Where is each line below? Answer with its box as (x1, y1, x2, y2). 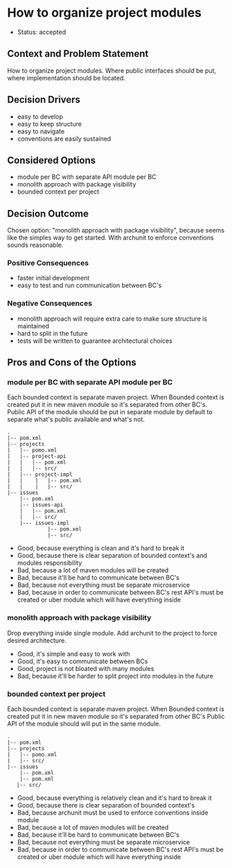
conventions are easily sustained (17, 134, 111, 143)
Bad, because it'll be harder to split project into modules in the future (17, 672, 213, 680)
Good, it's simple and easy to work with (17, 649, 130, 658)
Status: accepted (17, 28, 66, 36)
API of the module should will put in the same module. (7, 720, 161, 728)
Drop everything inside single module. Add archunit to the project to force (7, 629, 217, 637)
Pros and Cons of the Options (7, 357, 136, 368)
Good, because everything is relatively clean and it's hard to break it (17, 794, 213, 802)
